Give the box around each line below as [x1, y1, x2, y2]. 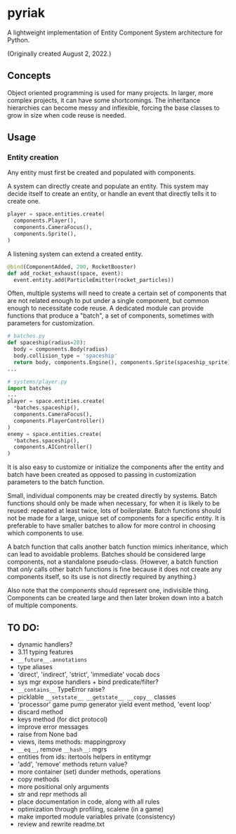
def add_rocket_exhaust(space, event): [7, 270, 124, 277]
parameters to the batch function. [7, 478, 105, 487]
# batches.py [7, 332, 46, 340]
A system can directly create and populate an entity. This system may [7, 182, 209, 191]
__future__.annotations [17, 656, 88, 664]
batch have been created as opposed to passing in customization [7, 471, 197, 479]
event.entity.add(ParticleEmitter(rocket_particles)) [13, 276, 174, 283]
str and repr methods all [17, 790, 87, 798]
